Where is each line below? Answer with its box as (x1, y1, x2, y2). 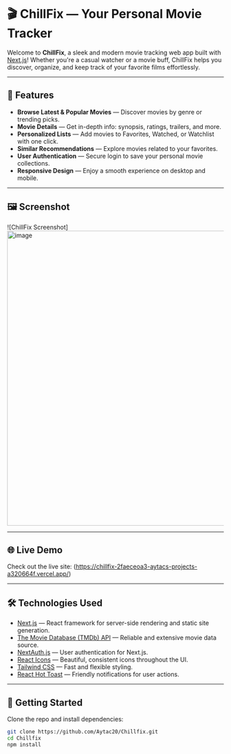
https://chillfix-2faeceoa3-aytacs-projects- (75, 562, 198, 571)
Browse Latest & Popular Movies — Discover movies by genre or (16, 108, 203, 116)
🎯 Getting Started (7, 697, 83, 708)
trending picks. (16, 115, 60, 123)
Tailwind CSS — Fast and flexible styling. (16, 663, 133, 671)
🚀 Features (7, 90, 54, 101)
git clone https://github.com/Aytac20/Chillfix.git (7, 728, 158, 735)
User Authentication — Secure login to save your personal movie (16, 152, 203, 160)
